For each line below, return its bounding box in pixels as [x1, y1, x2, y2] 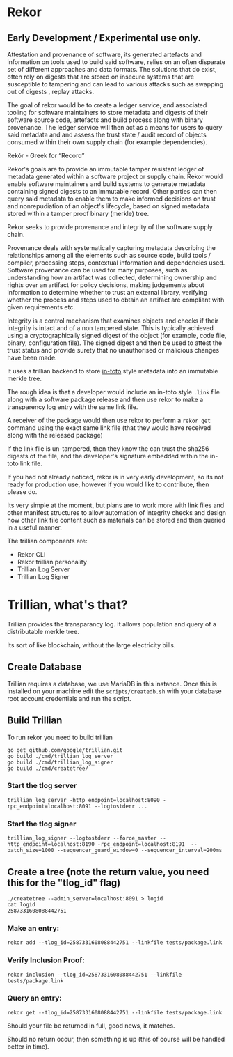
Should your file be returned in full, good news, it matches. [7, 1021, 175, 1030]
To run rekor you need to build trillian [7, 733, 113, 741]
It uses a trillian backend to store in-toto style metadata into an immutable [7, 367, 218, 375]
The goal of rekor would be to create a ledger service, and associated [7, 101, 207, 109]
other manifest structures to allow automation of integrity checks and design [7, 509, 227, 516]
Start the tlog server [7, 781, 77, 791]
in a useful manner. [7, 523, 63, 532]
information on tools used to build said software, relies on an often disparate [7, 58, 226, 66]
